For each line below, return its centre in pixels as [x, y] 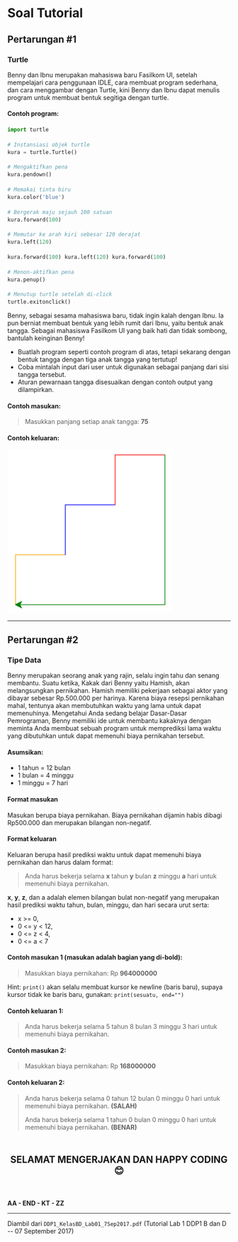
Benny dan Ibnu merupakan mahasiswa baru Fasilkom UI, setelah [102, 75]
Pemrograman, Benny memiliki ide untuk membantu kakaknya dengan [109, 721]
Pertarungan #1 [42, 39]
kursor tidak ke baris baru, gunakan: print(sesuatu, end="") [96, 994]
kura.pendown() [30, 175]
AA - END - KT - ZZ [36, 1203]
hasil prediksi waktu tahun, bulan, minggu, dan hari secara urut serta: [108, 905]
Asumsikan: [25, 752]
